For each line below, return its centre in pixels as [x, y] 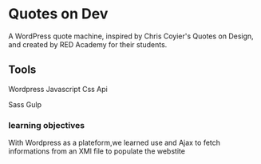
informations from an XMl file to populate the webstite [97, 151]
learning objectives [47, 125]
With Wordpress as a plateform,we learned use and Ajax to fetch [115, 143]
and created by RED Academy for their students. [88, 44]
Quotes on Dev [58, 14]
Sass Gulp [25, 104]
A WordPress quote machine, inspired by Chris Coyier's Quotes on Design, [131, 36]
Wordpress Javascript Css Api [58, 89]
